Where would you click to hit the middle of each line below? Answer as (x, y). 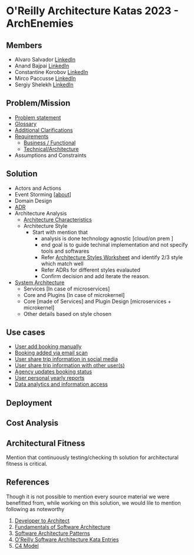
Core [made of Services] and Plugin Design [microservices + (97, 301)
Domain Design (33, 201)
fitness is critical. (27, 464)
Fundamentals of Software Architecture (63, 527)
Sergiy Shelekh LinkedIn (44, 85)
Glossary (26, 124)
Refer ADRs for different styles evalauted (91, 270)
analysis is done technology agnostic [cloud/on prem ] (107, 238)
